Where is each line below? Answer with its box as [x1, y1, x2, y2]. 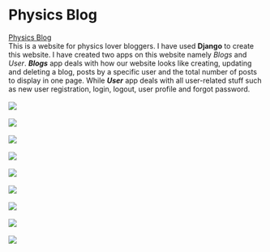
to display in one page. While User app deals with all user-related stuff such [8, 75, 262, 85]
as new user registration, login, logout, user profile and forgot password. [8, 83, 251, 94]
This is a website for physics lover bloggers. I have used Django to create [8, 41, 254, 50]
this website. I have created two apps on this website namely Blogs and [8, 49, 247, 59]
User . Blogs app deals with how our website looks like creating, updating [8, 58, 252, 68]
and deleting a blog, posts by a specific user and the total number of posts [8, 66, 258, 76]
